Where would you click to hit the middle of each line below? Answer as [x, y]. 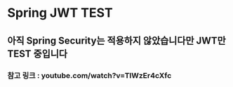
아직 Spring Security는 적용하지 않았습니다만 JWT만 [116, 40]
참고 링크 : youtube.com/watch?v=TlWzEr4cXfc [89, 75]
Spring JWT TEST [60, 13]
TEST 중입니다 [38, 54]
